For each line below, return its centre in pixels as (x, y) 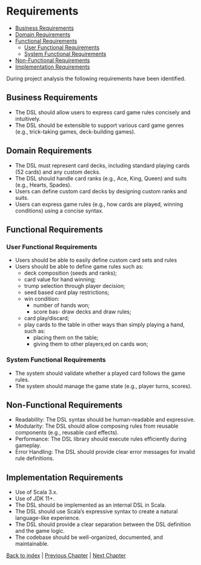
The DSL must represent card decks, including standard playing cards (102, 165)
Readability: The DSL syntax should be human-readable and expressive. (105, 420)
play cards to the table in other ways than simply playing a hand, (104, 325)
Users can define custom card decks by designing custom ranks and (101, 191)
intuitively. (28, 118)
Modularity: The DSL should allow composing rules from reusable (97, 426)
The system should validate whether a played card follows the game (100, 373)
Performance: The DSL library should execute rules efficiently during (101, 439)
